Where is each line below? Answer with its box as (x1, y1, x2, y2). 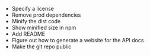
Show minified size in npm (11, 24, 76, 31)
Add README (11, 30, 46, 38)
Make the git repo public (11, 43, 72, 50)
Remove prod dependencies (11, 11, 81, 18)
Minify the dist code (11, 18, 61, 24)
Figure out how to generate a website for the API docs (11, 37, 144, 43)
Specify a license (11, 5, 55, 12)
